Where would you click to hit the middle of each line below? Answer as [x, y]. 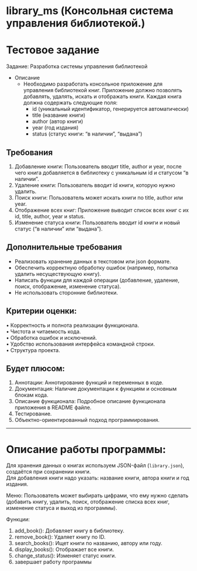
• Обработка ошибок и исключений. [52, 337]
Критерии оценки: [42, 311]
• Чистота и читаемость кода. [43, 331]
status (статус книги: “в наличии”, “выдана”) [87, 134]
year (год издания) [55, 128]
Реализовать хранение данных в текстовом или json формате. [93, 261]
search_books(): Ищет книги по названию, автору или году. [89, 543]
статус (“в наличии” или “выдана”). [58, 229]
